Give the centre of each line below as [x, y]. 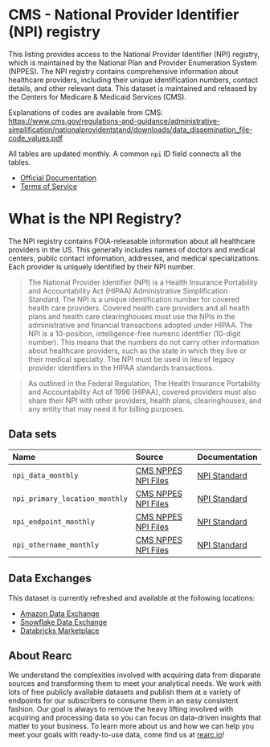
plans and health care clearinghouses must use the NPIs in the [131, 316]
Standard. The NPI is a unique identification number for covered [133, 299]
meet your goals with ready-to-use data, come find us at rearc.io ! [117, 735]
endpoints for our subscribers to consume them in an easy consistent [123, 700]
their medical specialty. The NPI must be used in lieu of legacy [131, 359]
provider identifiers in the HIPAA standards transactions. [121, 367]
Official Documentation [58, 178]
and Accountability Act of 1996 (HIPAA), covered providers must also [142, 392]
